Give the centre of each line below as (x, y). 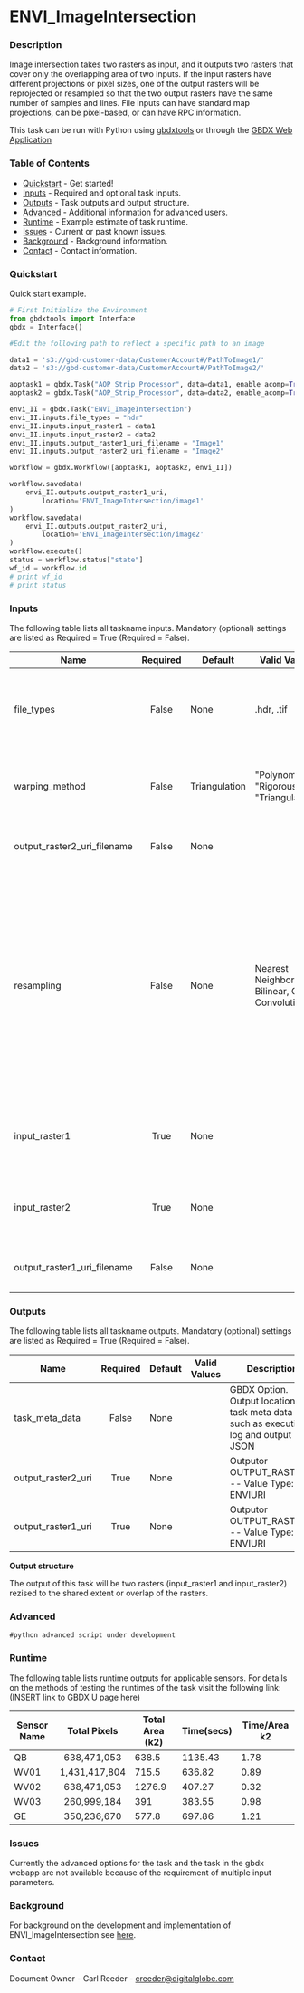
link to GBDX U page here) (91, 1697)
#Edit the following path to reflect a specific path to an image (137, 343)
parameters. (32, 1883)
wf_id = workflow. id (48, 568)
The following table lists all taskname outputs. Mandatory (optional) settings (151, 1331)
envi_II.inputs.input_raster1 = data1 (82, 426)
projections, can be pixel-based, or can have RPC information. (125, 113)
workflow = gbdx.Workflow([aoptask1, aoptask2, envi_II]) (121, 468)
